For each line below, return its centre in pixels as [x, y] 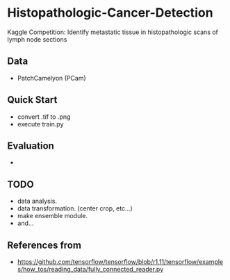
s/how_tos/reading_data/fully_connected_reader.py [90, 269]
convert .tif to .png [44, 117]
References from [44, 245]
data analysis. [37, 201]
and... [25, 223]
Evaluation [31, 146]
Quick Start [32, 100]
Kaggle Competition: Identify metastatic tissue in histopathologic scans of [113, 32]
